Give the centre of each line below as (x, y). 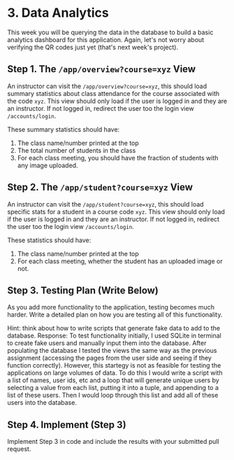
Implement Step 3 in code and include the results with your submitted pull (113, 442)
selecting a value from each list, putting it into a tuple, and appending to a (113, 388)
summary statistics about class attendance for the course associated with (114, 93)
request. (19, 449)
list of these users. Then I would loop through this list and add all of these (113, 395)
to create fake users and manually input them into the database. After (107, 343)
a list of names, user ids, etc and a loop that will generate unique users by (114, 380)
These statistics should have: (49, 240)
